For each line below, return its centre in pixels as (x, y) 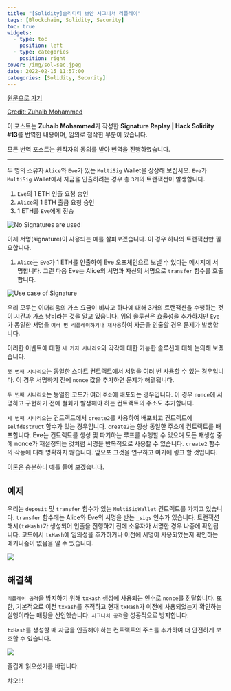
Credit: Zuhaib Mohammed (45, 112)
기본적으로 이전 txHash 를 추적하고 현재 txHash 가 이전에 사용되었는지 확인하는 (119, 607)
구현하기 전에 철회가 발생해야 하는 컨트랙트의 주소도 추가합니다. (110, 403)
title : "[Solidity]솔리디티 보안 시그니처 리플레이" (74, 13)
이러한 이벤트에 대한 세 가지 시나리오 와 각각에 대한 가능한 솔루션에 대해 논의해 (109, 348)
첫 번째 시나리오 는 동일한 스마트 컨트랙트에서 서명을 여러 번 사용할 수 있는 (104, 371)
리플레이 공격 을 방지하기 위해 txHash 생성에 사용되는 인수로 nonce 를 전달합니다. (111, 598)
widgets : (20, 33)
